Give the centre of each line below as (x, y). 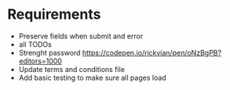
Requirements (54, 14)
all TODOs (35, 44)
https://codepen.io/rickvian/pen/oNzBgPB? (152, 52)
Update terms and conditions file (71, 69)
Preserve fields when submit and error (81, 36)
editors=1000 (40, 61)
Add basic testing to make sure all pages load (92, 77)
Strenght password (49, 52)
